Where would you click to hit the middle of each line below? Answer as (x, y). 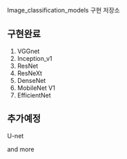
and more (21, 149)
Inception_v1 (35, 58)
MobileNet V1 (36, 88)
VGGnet (28, 51)
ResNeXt (30, 73)
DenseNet (31, 80)
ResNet (28, 66)
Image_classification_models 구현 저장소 (63, 10)
